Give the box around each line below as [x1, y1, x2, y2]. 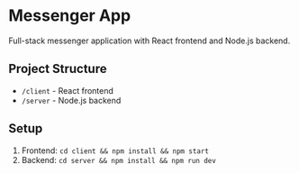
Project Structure [8, 61, 107, 77]
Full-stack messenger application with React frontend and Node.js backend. [8, 35, 291, 46]
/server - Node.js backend [21, 95, 122, 105]
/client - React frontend [21, 85, 114, 96]
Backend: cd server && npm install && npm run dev [21, 154, 217, 165]
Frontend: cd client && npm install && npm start [21, 145, 209, 156]
